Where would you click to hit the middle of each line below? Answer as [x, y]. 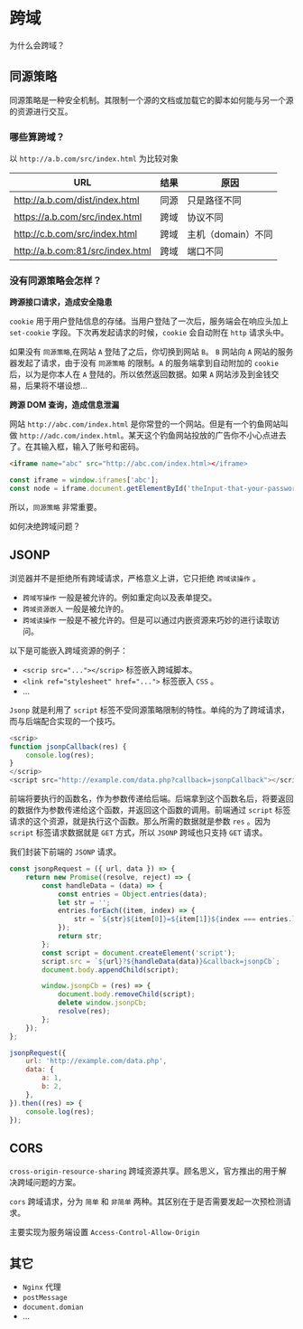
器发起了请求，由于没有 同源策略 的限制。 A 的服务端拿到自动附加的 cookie [144, 363]
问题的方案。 [57, 1183]
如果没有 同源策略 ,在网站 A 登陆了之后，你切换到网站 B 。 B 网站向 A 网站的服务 [151, 352]
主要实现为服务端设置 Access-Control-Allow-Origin [105, 1232]
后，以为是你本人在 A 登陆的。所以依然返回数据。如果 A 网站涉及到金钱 [141, 374]
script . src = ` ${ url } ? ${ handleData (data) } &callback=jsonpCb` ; [161, 961]
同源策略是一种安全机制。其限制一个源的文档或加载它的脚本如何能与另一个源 [151, 99]
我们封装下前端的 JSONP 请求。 [65, 852]
